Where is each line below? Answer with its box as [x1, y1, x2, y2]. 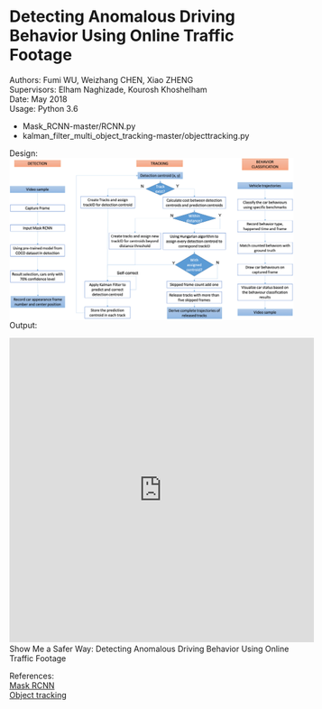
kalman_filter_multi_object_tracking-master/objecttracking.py [22, 130, 250, 141]
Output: [9, 319, 38, 330]
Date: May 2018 [9, 93, 68, 105]
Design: [9, 147, 38, 159]
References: [9, 670, 54, 681]
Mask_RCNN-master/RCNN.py [22, 120, 136, 132]
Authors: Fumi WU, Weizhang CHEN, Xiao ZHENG [9, 74, 194, 85]
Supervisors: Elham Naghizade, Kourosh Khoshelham [9, 84, 207, 95]
